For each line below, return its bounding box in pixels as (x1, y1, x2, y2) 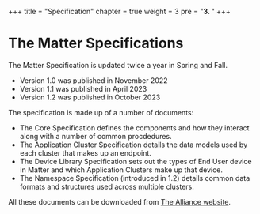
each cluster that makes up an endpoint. (19, 148, 152, 157)
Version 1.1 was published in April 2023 (19, 84, 147, 93)
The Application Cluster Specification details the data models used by (19, 140, 248, 149)
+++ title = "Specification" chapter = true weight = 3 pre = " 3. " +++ (8, 7, 231, 16)
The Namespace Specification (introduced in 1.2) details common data (19, 173, 250, 182)
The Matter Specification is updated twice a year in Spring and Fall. (8, 60, 228, 69)
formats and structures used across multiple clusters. (19, 182, 194, 191)
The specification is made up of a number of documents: (8, 107, 194, 117)
